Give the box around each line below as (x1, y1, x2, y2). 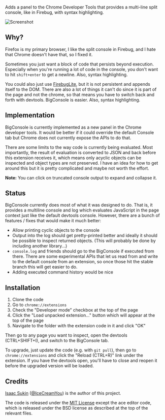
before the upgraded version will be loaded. (5, 363, 94, 369)
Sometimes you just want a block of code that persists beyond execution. (5, 61, 154, 67)
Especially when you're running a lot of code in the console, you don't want (5, 66, 158, 72)
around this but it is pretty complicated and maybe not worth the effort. (5, 165, 149, 171)
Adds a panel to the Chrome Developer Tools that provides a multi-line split (5, 4, 158, 10)
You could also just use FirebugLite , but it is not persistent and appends (5, 81, 150, 87)
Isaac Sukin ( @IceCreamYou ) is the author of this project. (5, 390, 122, 396)
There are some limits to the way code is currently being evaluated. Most (5, 144, 153, 150)
